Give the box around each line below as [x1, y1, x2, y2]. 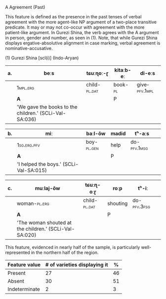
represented [5, 249, 30, 255]
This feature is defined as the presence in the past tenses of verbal [5, 14, 142, 19]
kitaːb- [114, 67, 131, 73]
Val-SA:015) [17, 167, 47, 174]
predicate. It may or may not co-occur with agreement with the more [5, 24, 145, 30]
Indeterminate [7, 286, 41, 293]
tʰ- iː [137, 185, 148, 192]
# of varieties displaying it [45, 261, 108, 268]
